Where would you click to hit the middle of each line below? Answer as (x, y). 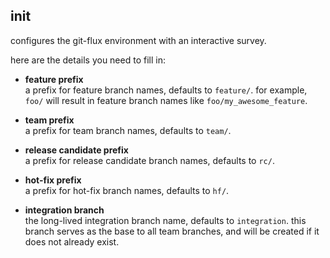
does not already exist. (72, 241)
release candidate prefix (76, 150)
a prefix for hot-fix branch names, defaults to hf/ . (127, 190)
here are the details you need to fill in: (88, 60)
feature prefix (54, 79)
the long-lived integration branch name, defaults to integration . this (165, 220)
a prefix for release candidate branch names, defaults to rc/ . (149, 160)
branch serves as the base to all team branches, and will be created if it (172, 231)
